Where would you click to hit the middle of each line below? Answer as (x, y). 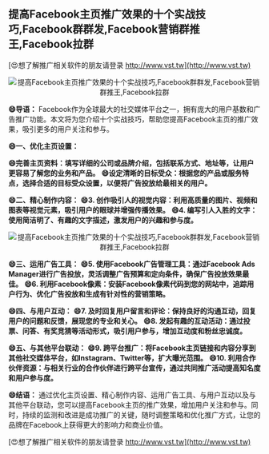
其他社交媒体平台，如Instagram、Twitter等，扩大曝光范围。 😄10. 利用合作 (132, 357)
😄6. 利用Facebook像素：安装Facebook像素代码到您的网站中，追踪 (135, 284)
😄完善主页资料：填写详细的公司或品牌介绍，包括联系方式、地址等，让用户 (131, 163)
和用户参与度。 (33, 377)
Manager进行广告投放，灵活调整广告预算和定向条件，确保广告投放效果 (125, 273)
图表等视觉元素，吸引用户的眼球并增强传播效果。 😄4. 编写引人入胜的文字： (133, 209)
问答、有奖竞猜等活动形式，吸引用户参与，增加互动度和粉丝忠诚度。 (134, 331)
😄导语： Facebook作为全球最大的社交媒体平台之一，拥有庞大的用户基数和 (131, 109)
